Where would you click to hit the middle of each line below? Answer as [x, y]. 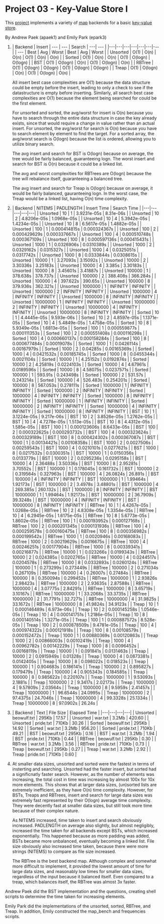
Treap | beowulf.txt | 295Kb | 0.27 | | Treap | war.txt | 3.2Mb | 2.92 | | [81, 749]
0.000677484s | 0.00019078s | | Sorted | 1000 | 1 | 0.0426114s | [76, 343]
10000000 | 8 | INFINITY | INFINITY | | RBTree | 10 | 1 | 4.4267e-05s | [82, 505]
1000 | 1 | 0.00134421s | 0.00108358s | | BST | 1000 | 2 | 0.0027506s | [82, 442]
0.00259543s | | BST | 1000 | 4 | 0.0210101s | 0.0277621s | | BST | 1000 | [85, 448]
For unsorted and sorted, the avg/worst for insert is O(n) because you [82, 113]
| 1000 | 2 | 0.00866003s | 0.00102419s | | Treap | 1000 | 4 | [72, 641]
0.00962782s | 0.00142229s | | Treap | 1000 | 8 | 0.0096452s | [76, 645]
